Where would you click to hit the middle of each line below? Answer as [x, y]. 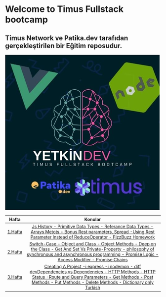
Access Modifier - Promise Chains [93, 260]
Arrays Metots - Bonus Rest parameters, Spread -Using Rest [92, 232]
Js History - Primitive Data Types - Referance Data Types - [93, 226]
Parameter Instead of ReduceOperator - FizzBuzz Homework [93, 237]
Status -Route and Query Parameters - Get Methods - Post [93, 277]
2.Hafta [15, 252]
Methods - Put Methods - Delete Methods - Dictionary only [93, 282]
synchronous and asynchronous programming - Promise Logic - [93, 254]
